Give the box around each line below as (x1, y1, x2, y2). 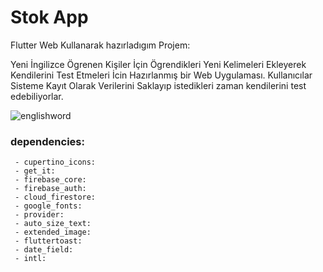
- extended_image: (14, 227, 92, 238)
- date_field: (14, 245, 74, 255)
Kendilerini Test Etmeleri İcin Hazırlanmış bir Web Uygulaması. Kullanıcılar (10, 69, 313, 81)
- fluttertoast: (14, 236, 83, 246)
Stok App (10, 6, 89, 29)
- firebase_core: (14, 175, 87, 185)
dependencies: (10, 134, 85, 148)
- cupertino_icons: (14, 157, 97, 168)
